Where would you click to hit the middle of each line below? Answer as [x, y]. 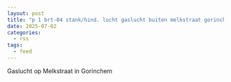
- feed [23, 52]
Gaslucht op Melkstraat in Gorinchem [60, 71]
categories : [24, 32]
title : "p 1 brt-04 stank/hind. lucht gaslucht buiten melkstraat [104, 20]
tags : [15, 45]
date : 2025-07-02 [32, 26]
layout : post [26, 13]
